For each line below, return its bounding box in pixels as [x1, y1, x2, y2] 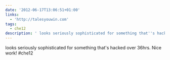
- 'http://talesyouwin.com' [10, 17, 69, 22]
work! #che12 [5, 50, 33, 56]
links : [5, 12, 19, 17]
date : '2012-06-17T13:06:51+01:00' [5, 7, 80, 13]
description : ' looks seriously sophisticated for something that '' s [5, 31, 155, 36]
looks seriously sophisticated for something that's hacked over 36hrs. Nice [5, 45, 162, 50]
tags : [5, 21, 17, 27]
